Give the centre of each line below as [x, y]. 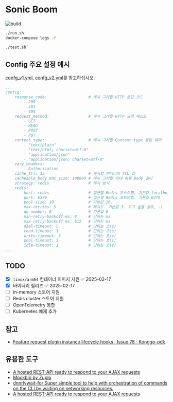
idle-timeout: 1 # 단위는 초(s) [70, 245]
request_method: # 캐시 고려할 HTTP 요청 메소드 [81, 116]
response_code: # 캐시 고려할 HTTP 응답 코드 [79, 97]
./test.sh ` [17, 47]
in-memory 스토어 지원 [36, 292]
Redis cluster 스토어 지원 [38, 298]
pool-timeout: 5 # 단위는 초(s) [70, 241]
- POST [31, 131]
